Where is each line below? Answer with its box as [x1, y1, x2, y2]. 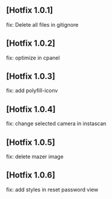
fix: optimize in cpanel [6, 54, 60, 61]
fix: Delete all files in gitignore [6, 21, 79, 28]
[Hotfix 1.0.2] [6, 39, 56, 49]
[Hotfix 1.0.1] [6, 5, 53, 15]
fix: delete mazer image [6, 153, 64, 160]
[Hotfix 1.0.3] [6, 71, 55, 81]
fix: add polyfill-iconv [6, 87, 58, 94]
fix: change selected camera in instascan [6, 120, 107, 127]
